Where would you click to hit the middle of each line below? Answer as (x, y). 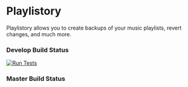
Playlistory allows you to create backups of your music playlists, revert (94, 28)
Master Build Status (36, 79)
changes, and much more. (39, 34)
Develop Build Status (37, 50)
